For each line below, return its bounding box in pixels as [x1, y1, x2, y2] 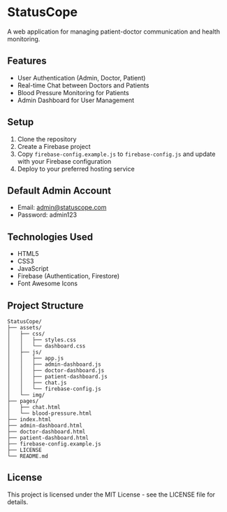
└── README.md [7, 453, 49, 460]
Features [7, 55, 47, 67]
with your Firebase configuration [17, 157, 112, 165]
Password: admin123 [17, 211, 78, 219]
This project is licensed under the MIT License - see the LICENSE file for [7, 490, 215, 499]
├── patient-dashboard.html [7, 434, 89, 441]
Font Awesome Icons [17, 279, 78, 287]
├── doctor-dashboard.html [7, 428, 86, 435]
